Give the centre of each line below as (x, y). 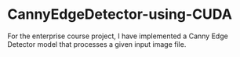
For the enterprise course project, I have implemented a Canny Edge (118, 36)
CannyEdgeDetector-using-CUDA (120, 14)
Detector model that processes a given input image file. (97, 44)
